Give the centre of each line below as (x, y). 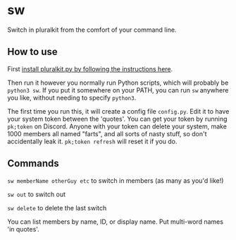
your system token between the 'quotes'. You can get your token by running (117, 119)
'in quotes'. (24, 229)
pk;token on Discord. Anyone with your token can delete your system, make (117, 126)
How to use (32, 52)
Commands (33, 163)
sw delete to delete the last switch (57, 208)
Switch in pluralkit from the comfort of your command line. (92, 30)
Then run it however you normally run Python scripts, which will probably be (118, 83)
